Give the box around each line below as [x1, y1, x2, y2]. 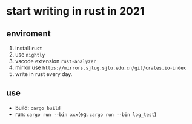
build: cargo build [15, 104, 61, 111]
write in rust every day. [15, 71, 73, 77]
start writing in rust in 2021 [6, 4, 145, 18]
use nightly [15, 51, 45, 58]
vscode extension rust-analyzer [15, 58, 97, 64]
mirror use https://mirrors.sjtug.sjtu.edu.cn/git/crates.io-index [15, 64, 187, 71]
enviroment [6, 29, 51, 39]
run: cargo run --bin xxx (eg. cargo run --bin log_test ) [15, 111, 157, 118]
